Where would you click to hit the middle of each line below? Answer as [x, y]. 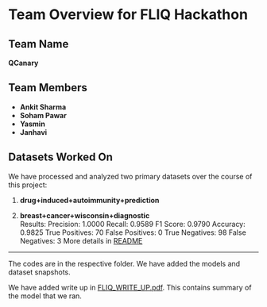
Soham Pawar [43, 115]
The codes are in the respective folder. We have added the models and [124, 263]
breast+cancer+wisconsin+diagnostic [85, 215]
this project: [28, 185]
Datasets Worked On [61, 157]
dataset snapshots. [40, 272]
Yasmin [32, 124]
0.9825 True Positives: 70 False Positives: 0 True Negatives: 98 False [133, 232]
